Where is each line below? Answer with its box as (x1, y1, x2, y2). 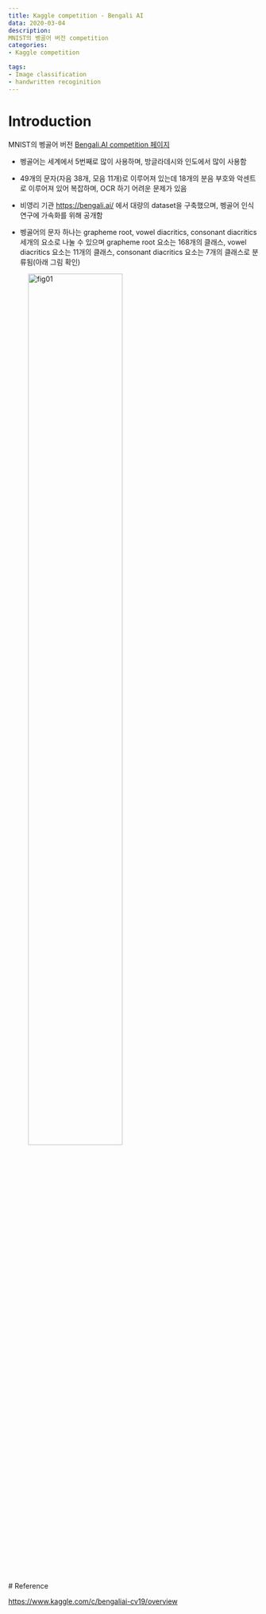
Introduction (8, 112, 92, 130)
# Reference (8, 1581, 49, 1590)
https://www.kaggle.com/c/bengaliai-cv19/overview (8, 1596, 178, 1606)
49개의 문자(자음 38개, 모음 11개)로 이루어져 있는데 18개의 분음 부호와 (19, 173, 236, 183)
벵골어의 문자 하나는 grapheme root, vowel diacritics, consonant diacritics (19, 227, 257, 237)
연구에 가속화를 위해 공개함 (19, 210, 103, 220)
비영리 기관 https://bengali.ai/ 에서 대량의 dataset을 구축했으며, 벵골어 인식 (19, 200, 254, 210)
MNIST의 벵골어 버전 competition (8, 33, 109, 42)
